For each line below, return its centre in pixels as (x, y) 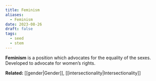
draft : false (19, 29)
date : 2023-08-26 (24, 24)
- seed (17, 39)
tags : (11, 34)
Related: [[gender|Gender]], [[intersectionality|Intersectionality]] (73, 73)
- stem (17, 43)
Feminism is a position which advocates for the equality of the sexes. (78, 58)
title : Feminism (22, 10)
